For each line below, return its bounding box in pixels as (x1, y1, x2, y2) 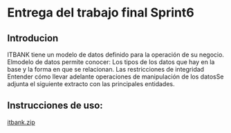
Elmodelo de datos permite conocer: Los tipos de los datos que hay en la (7, 58, 215, 66)
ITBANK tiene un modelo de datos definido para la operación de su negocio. (7, 50, 225, 59)
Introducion (7, 32, 59, 44)
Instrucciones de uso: (7, 100, 104, 112)
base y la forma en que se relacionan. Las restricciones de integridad (7, 65, 205, 73)
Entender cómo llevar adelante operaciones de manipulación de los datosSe (7, 72, 224, 81)
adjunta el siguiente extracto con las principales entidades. (7, 80, 175, 88)
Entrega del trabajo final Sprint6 (7, 5, 195, 21)
